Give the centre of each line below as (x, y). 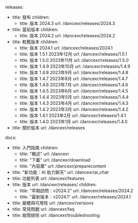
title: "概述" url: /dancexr (44, 154)
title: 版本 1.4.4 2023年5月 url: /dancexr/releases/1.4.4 (74, 97)
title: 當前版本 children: (35, 29)
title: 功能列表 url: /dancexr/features (48, 178)
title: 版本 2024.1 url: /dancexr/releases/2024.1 (66, 48)
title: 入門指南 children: (35, 148)
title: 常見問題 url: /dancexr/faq (43, 209)
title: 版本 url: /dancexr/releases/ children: (54, 184)
